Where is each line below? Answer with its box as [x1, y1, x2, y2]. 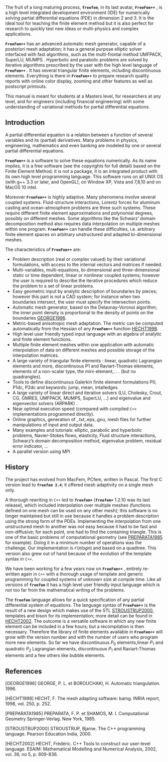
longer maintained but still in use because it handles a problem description [5, 513, 159, 519]
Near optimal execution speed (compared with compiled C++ [12, 406, 137, 412]
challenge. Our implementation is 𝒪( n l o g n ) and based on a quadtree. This [5, 545, 156, 551]
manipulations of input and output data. [12, 422, 94, 428]
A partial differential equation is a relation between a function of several [5, 132, 153, 138]
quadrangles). [12, 373, 42, 379]
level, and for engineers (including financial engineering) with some [5, 99, 144, 105]
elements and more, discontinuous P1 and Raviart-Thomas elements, [12, 363, 154, 369]
